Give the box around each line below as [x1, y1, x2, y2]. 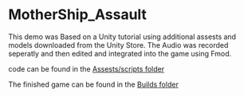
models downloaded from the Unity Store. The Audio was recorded [8, 40, 229, 49]
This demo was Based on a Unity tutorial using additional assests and [8, 32, 237, 41]
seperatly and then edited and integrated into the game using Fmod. [8, 48, 232, 58]
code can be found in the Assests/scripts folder [8, 64, 165, 73]
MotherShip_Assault [8, 6, 148, 24]
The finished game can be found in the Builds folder [8, 80, 179, 89]
